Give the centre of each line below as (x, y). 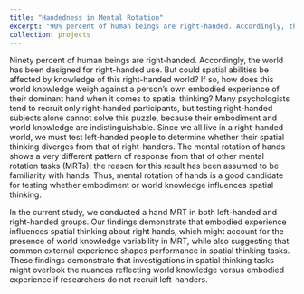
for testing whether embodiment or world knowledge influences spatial (142, 185)
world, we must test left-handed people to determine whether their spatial (147, 138)
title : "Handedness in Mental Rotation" (87, 18)
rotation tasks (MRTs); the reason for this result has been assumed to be (144, 166)
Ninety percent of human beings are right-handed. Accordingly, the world (147, 61)
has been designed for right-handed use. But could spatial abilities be (139, 70)
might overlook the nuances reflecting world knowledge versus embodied (147, 270)
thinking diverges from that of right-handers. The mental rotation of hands (147, 147)
